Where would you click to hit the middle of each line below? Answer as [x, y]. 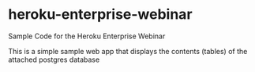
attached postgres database [54, 59]
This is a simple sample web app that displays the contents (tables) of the [128, 51]
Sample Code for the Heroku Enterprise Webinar [87, 36]
